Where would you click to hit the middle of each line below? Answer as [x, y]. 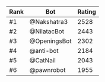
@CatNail [43, 60]
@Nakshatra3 [49, 22]
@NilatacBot [47, 31]
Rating [87, 12]
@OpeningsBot [51, 41]
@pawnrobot [47, 70]
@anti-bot [44, 51]
